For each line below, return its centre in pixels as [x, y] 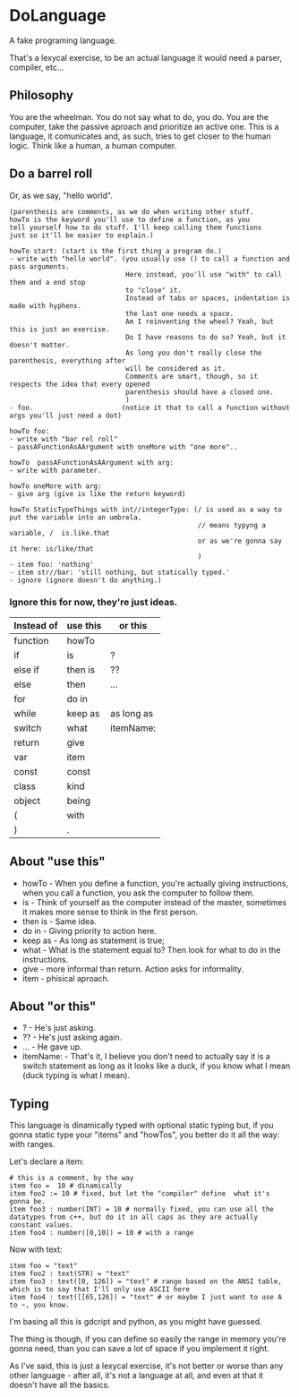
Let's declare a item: [47, 1161]
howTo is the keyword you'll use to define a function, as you [130, 219]
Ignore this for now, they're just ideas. [94, 603]
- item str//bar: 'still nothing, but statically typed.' [120, 572]
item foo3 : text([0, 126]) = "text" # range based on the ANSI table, [145, 1281]
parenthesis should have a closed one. [200, 392]
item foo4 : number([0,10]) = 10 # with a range [102, 1233]
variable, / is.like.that [60, 533]
